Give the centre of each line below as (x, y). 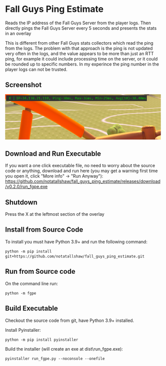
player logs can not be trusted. (36, 69)
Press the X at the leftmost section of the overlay (55, 214)
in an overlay (18, 33)
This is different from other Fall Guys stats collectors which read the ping (79, 43)
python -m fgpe (21, 293)
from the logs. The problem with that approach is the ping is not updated (79, 48)
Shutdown (21, 202)
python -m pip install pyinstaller (42, 340)
